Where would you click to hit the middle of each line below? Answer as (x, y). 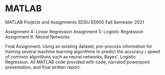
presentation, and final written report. (43, 67)
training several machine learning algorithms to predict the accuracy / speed (82, 51)
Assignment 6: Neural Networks (37, 37)
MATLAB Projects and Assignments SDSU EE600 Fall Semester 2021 (75, 22)
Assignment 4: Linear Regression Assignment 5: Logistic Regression (74, 31)
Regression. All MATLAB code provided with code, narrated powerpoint (78, 62)
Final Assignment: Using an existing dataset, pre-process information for (79, 46)
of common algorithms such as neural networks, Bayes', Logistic (71, 56)
